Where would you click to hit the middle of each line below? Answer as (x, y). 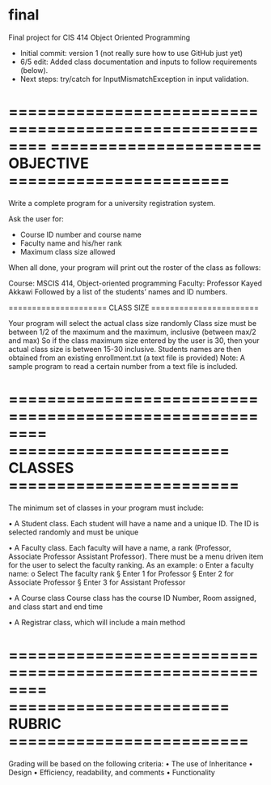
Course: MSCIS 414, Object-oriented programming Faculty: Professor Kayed (135, 283)
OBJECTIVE (49, 163)
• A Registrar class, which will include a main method (97, 622)
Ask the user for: (36, 219)
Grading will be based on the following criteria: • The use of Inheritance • (131, 763)
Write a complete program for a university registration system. (112, 203)
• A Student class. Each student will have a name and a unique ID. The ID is (134, 523)
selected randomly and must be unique (74, 532)
